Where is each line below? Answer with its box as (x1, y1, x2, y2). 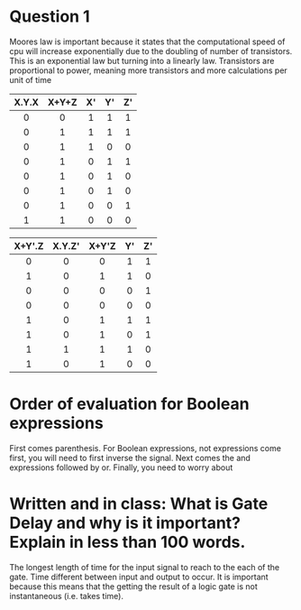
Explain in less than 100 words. (9, 532, 246, 552)
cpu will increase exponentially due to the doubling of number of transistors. (9, 45, 293, 56)
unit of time (9, 74, 52, 85)
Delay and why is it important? (9, 513, 242, 533)
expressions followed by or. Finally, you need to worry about (9, 462, 233, 473)
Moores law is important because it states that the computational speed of (9, 36, 286, 47)
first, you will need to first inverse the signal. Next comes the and (9, 452, 251, 463)
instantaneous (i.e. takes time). (9, 590, 124, 601)
